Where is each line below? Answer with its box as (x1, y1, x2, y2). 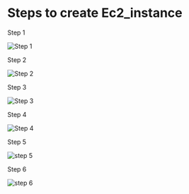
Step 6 (7, 164, 27, 174)
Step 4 (7, 110, 27, 119)
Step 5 (7, 138, 27, 146)
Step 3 (7, 83, 27, 91)
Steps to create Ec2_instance (7, 5, 183, 21)
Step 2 (7, 55, 27, 64)
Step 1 (7, 28, 25, 37)
